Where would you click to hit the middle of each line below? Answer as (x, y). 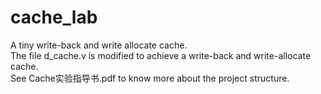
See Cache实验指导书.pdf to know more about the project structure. (150, 78)
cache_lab (54, 17)
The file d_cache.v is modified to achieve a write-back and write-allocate (161, 55)
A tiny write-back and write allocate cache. (99, 45)
